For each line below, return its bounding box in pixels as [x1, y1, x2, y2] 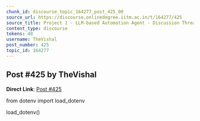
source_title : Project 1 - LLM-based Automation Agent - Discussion [6, 20, 180, 26]
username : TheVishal [6, 36, 58, 42]
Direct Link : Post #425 [6, 85, 62, 92]
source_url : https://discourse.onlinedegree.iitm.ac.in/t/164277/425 [6, 14, 183, 20]
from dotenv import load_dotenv [6, 97, 85, 104]
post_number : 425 [6, 42, 49, 48]
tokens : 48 [6, 31, 33, 37]
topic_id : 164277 [6, 48, 49, 54]
